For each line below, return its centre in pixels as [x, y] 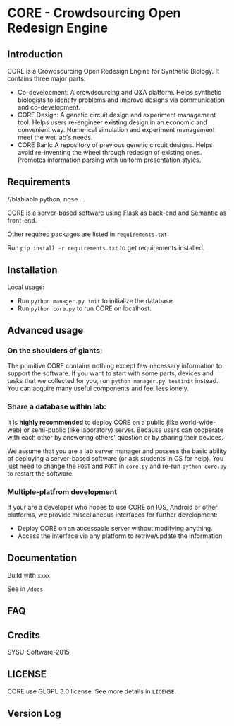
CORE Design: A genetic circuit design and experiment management [117, 115]
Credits [24, 635]
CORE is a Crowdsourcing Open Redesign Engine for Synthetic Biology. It [113, 71]
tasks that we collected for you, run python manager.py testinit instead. [113, 381]
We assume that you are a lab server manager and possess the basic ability [117, 451]
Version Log [34, 714]
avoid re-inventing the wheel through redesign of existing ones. [110, 152]
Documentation [42, 558]
